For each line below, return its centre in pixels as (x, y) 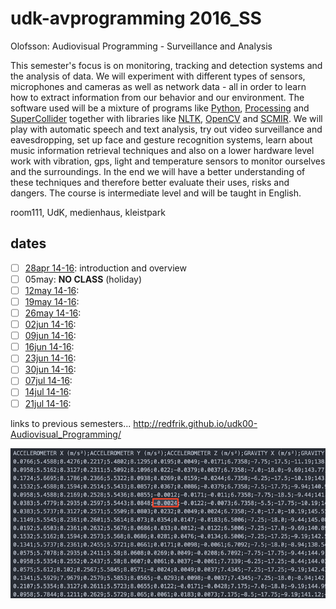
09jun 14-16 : (50, 336)
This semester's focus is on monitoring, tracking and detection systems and (166, 65)
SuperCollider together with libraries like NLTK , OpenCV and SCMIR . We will (166, 118)
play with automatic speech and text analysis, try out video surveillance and (166, 129)
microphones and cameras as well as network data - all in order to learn (158, 86)
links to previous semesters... (71, 423)
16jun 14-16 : (49, 347)
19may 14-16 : (52, 301)
